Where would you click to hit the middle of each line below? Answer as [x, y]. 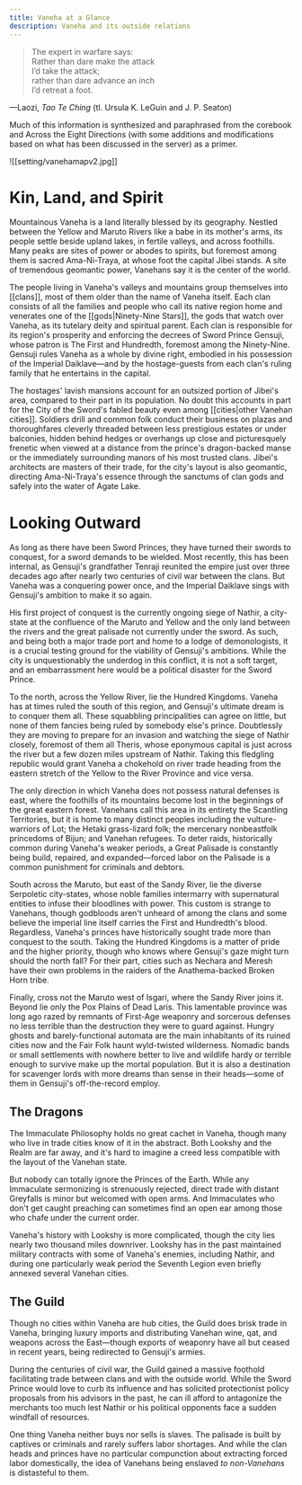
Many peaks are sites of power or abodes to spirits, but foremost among [143, 251]
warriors [25, 829]
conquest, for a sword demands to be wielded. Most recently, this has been [149, 557]
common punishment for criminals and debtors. [98, 867]
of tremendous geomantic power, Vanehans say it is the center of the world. [150, 270]
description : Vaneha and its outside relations [100, 26]
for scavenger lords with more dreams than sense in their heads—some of [147, 1074]
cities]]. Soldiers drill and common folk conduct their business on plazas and [151, 420]
